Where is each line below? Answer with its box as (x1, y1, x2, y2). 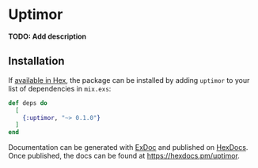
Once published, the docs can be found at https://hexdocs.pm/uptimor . (8, 151, 240, 161)
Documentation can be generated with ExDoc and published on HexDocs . (8, 143, 249, 152)
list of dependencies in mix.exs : (8, 84, 112, 93)
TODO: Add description (8, 32, 87, 41)
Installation (8, 54, 65, 68)
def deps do (8, 99, 47, 107)
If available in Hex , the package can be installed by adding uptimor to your (8, 75, 250, 84)
